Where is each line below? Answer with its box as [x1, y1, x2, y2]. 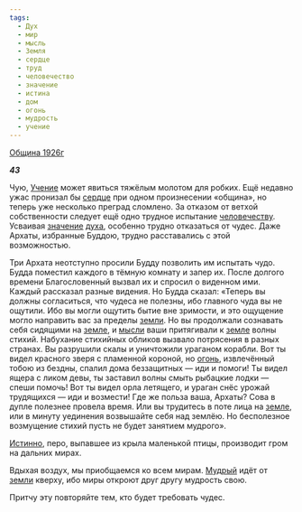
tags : [9, 13, 30, 23]
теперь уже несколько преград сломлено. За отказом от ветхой [9, 201, 259, 212]
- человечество [17, 72, 75, 81]
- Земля [17, 47, 47, 56]
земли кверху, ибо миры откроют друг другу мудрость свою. [9, 475, 248, 485]
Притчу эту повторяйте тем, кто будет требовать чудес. [9, 492, 225, 502]
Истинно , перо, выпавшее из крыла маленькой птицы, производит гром [9, 438, 288, 448]
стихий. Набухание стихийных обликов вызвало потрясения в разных [9, 334, 279, 344]
